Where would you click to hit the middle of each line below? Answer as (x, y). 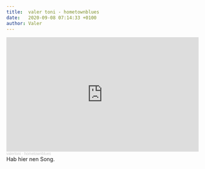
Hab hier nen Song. (31, 159)
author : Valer (24, 23)
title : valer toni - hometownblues (53, 12)
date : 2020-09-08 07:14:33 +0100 (52, 18)
